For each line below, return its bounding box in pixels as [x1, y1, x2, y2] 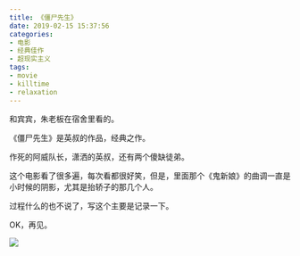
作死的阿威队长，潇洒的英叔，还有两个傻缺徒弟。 [9, 151, 189, 161]
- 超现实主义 [9, 54, 51, 63]
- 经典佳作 [9, 46, 45, 55]
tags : [9, 63, 29, 72]
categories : [9, 29, 54, 38]
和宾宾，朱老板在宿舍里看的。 [9, 113, 119, 124]
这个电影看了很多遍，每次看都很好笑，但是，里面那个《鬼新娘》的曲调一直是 [9, 170, 291, 181]
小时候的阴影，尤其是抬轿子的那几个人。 [9, 181, 158, 192]
